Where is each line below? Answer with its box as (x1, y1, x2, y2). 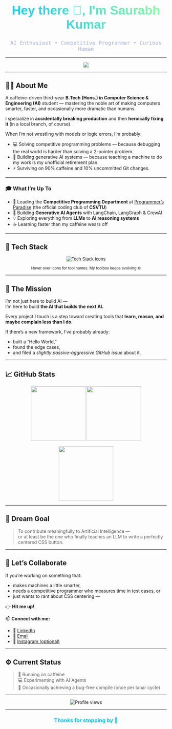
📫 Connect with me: (5, 615, 50, 621)
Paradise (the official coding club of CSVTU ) (12, 204, 107, 210)
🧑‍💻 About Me (5, 81, 48, 90)
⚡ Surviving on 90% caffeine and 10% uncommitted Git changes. (12, 165, 150, 172)
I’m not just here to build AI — (5, 298, 68, 304)
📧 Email (12, 633, 29, 639)
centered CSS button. (17, 539, 64, 545)
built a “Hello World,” (12, 339, 57, 345)
